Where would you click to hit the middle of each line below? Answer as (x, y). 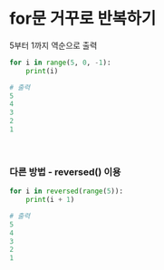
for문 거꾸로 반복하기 (83, 19)
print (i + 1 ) (50, 200)
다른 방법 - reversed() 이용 (65, 171)
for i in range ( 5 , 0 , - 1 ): (60, 63)
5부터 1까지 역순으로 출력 (53, 45)
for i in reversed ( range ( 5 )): (67, 191)
